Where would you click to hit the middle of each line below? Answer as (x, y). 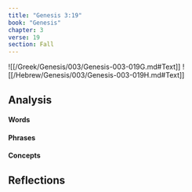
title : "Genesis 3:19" (45, 15)
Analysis (30, 100)
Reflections (37, 180)
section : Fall (31, 45)
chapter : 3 (26, 30)
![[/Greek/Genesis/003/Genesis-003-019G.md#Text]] (94, 67)
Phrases (22, 137)
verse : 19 (24, 37)
